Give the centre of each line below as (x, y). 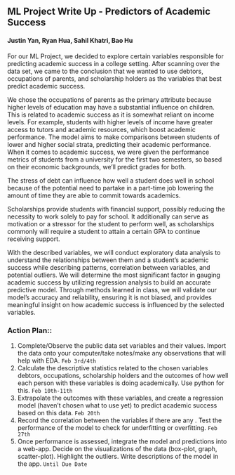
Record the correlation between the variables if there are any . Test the (120, 420)
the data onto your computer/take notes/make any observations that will (122, 353)
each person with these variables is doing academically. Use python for (121, 383)
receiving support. (34, 239)
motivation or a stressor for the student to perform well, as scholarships (111, 223)
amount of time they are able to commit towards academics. (94, 195)
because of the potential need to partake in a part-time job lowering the (110, 188)
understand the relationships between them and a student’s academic (108, 260)
